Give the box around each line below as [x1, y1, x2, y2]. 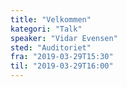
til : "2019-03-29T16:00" [10, 61, 114, 71]
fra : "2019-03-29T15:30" [10, 52, 114, 62]
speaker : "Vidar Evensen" [10, 33, 118, 43]
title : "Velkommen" [10, 14, 92, 25]
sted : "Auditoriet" [10, 42, 92, 53]
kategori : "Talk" [10, 24, 83, 34]
